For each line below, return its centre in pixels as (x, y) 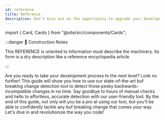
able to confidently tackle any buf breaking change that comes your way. (79, 107)
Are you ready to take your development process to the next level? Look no (81, 76)
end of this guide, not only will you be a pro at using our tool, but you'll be (80, 102)
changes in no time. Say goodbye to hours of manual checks (94, 92)
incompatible (18, 92)
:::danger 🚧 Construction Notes (36, 42)
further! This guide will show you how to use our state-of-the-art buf (74, 81)
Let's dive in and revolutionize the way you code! (55, 112)
